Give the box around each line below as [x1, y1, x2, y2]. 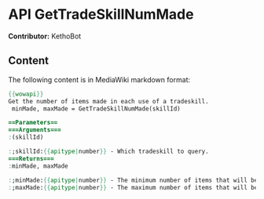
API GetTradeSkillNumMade [8, 5, 194, 24]
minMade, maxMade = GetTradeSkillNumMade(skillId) [11, 104, 181, 113]
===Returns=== [8, 154, 55, 162]
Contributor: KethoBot [8, 31, 82, 41]
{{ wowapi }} [8, 90, 44, 98]
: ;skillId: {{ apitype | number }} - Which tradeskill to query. [8, 147, 210, 155]
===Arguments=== [8, 126, 61, 134]
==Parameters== [8, 119, 58, 127]
